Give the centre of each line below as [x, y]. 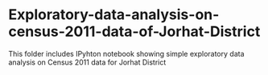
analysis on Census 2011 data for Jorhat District [87, 62]
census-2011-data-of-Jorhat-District [134, 32]
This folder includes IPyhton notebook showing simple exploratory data [126, 53]
